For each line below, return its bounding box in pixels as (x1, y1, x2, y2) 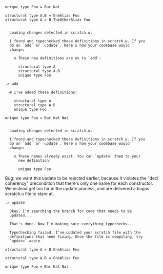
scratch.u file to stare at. (5, 191, 54, 196)
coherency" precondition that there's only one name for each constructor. (5, 180, 154, 186)
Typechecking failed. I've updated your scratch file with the (9, 230, 141, 235)
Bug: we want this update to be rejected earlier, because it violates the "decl (5, 176, 159, 181)
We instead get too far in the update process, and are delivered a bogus (5, 186, 150, 191)
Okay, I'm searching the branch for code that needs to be (9, 209, 132, 214)
